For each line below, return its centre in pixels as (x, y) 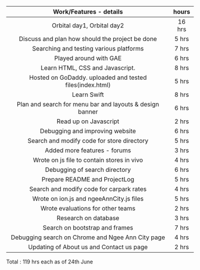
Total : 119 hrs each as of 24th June (50, 262)
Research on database (88, 218)
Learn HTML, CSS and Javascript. (88, 68)
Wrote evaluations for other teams (88, 208)
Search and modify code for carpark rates (88, 189)
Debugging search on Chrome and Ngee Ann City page (88, 237)
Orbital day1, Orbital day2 (88, 25)
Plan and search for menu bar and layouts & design (88, 104)
